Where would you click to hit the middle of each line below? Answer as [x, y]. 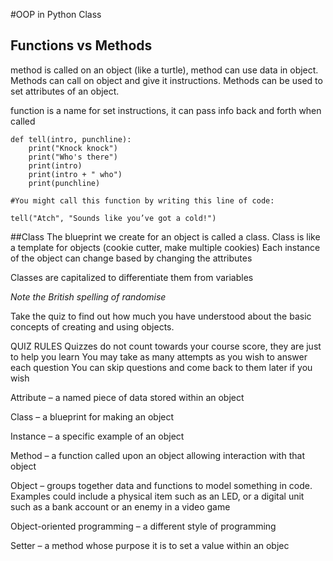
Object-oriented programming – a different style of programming [143, 526]
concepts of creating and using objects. [92, 326]
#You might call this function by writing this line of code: [142, 200]
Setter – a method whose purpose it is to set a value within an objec [150, 545]
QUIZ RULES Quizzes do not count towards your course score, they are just [166, 346]
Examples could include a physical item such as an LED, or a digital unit [157, 496]
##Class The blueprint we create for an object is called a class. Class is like [165, 236]
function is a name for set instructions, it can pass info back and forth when [166, 110]
